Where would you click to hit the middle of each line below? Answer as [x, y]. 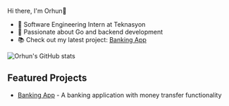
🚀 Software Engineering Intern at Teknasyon [81, 24]
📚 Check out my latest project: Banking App [82, 40]
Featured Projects [47, 78]
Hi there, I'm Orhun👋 [37, 11]
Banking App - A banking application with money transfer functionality [119, 95]
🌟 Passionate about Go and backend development [90, 32]
